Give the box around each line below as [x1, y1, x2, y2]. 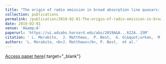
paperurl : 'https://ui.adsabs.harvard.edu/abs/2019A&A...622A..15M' [5, 30, 149, 35]
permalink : [5, 16, 28, 21]
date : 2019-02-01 [5, 21, 41, 26]
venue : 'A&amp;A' [5, 26, 41, 31]
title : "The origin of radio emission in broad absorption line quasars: [5, 7, 161, 12]
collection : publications [5, 12, 58, 17]
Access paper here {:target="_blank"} [5, 53, 81, 59]
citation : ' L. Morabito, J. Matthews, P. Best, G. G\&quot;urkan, [5, 35, 154, 40]
